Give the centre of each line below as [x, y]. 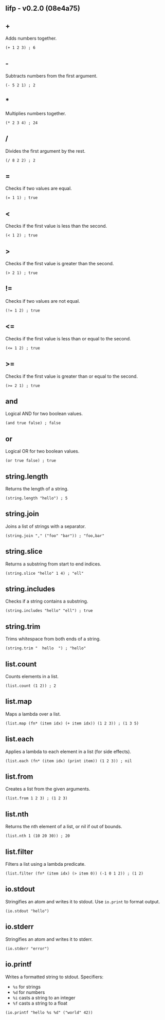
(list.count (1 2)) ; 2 [31, 686]
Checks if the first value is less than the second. [56, 226]
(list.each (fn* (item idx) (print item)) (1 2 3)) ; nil [69, 761]
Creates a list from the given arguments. [48, 789]
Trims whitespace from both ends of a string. [53, 639]
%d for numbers [29, 992]
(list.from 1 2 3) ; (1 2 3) [36, 798]
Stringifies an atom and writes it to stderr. [49, 939]
